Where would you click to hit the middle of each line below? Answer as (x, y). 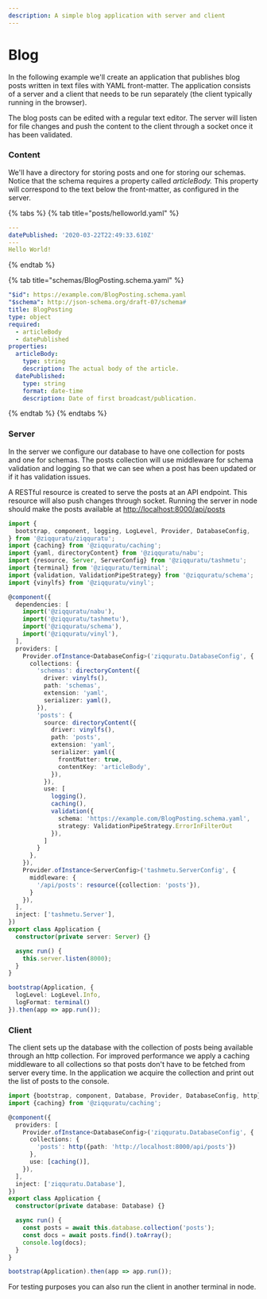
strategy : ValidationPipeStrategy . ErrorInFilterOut (145, 826)
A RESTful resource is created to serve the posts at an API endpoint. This (128, 492)
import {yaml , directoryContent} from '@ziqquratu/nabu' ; (106, 553)
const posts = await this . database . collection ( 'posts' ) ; (119, 1228)
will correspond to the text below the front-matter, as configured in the (124, 189)
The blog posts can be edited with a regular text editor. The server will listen (133, 118)
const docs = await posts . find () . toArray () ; (97, 1235)
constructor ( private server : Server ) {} (83, 937)
